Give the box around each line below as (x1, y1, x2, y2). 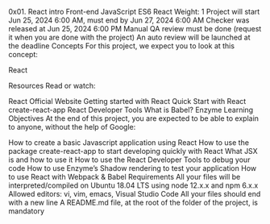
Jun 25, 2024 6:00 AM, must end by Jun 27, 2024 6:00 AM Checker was (8, 15, 250, 25)
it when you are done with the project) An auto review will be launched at (8, 32, 251, 42)
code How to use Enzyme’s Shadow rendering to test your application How (8, 164, 256, 172)
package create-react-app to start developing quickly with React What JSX (8, 147, 258, 156)
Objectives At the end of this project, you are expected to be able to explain (8, 114, 260, 123)
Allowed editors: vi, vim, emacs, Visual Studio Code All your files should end (8, 189, 261, 198)
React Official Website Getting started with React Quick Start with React (8, 97, 247, 106)
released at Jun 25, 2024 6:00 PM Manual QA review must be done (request (8, 24, 262, 33)
